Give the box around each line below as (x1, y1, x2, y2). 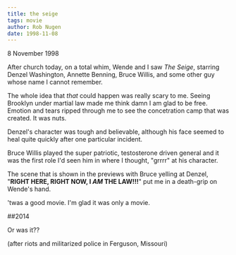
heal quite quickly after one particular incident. (7, 135, 143, 144)
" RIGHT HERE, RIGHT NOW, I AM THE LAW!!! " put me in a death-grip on (7, 178, 218, 186)
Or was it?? (7, 226, 40, 235)
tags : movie (7, 17, 42, 24)
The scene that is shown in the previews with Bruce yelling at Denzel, (7, 170, 209, 178)
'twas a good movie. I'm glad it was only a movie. (7, 199, 150, 207)
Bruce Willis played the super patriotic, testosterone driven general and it (7, 149, 220, 157)
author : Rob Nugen (7, 23, 61, 30)
